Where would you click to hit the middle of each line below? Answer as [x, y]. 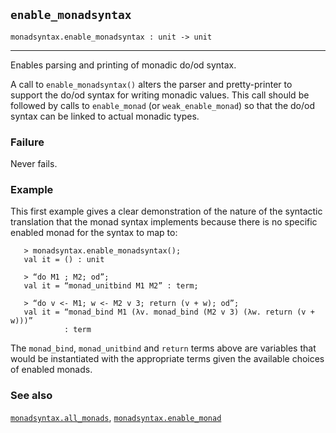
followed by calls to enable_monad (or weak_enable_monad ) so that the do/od [163, 105]
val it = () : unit [64, 260]
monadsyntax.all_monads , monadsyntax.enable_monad [116, 417]
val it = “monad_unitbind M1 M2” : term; [111, 286]
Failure [27, 142]
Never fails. [34, 164]
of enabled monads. [51, 370]
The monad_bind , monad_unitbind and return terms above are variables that [163, 348]
